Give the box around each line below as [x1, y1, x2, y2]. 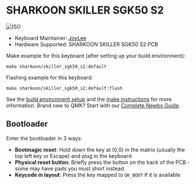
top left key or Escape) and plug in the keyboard [14, 152, 132, 159]
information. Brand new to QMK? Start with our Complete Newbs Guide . [6, 101, 181, 109]
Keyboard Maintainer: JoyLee [14, 34, 87, 41]
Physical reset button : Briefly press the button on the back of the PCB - [14, 159, 190, 166]
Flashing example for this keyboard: [6, 74, 93, 81]
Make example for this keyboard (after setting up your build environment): [6, 52, 186, 59]
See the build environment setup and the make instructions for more [6, 96, 172, 103]
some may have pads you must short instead [14, 165, 124, 172]
